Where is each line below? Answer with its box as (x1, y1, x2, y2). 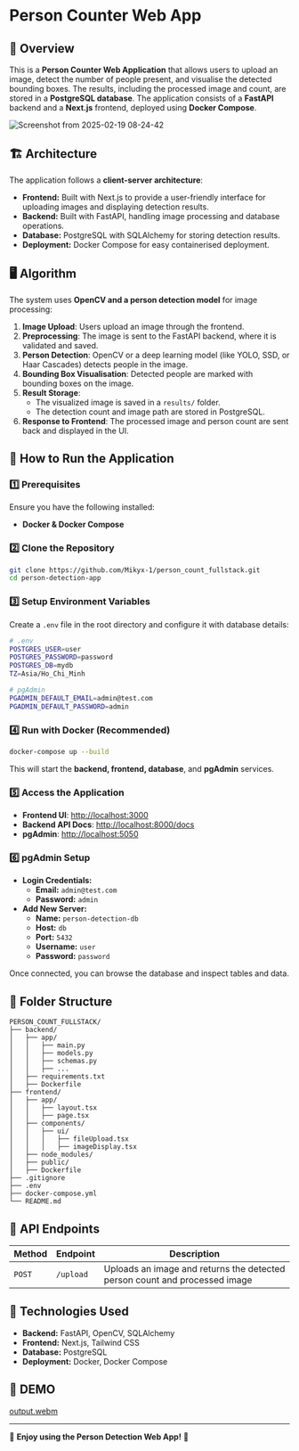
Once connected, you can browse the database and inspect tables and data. (9, 968, 289, 979)
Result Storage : (21, 387, 81, 398)
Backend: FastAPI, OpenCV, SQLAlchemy (21, 1327, 175, 1338)
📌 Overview (9, 41, 75, 56)
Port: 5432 (35, 932, 73, 943)
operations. (21, 220, 65, 231)
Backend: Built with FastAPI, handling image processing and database (21, 210, 280, 221)
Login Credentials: (21, 875, 93, 886)
